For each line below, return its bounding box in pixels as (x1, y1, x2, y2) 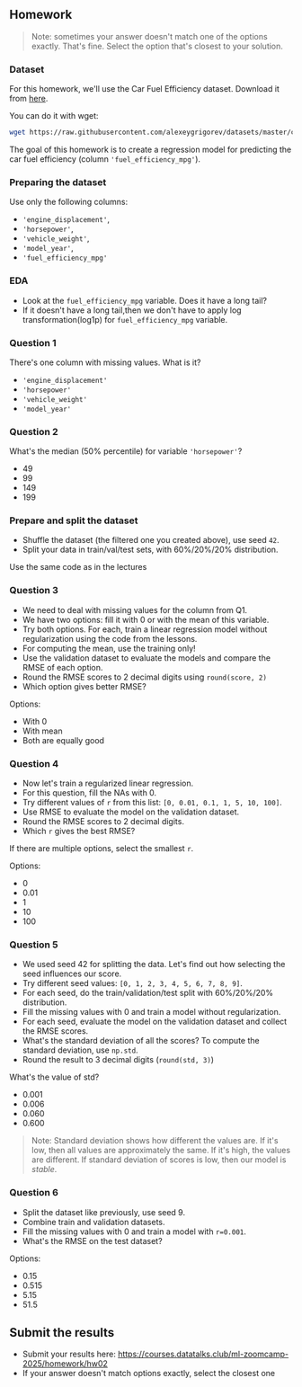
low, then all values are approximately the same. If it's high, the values (31, 1145, 290, 1156)
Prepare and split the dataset (9, 514, 138, 527)
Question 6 (9, 1187, 58, 1199)
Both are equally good (22, 734, 105, 745)
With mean (22, 725, 63, 736)
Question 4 (9, 757, 59, 769)
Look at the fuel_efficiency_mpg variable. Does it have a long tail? (22, 295, 268, 306)
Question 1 (9, 336, 57, 349)
